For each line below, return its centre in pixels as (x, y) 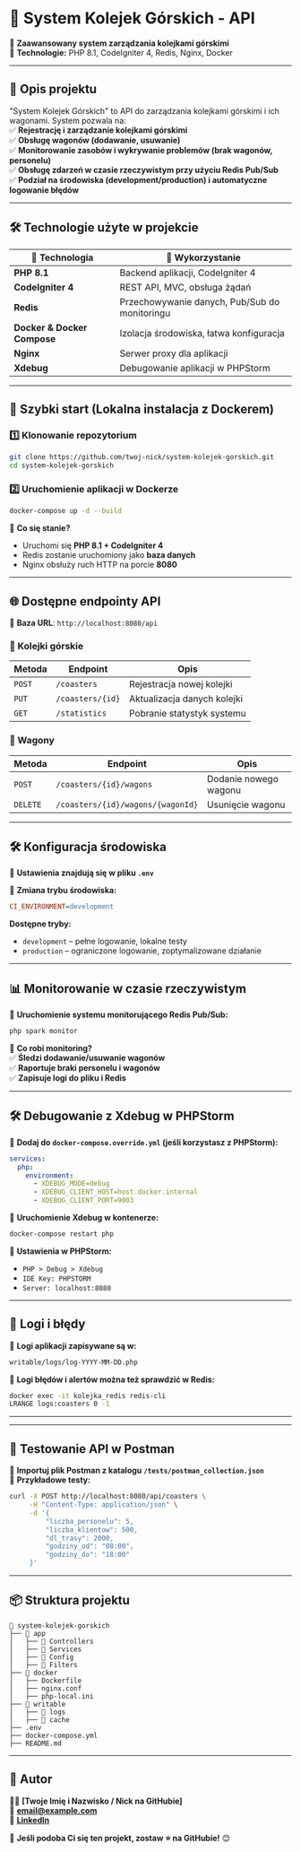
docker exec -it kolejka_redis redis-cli (88, 1396)
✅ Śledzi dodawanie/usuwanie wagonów (87, 1057)
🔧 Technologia (62, 257)
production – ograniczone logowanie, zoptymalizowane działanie (142, 951)
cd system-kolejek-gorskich (62, 465)
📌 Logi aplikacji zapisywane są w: (73, 1345)
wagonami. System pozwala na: (68, 120)
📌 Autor (31, 1779)
